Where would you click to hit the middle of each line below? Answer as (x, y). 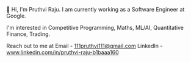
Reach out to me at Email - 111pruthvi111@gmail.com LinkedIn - (85, 46)
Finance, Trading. (28, 34)
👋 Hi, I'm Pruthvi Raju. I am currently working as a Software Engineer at (95, 9)
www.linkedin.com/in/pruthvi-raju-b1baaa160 (63, 52)
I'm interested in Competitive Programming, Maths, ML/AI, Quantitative (95, 28)
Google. (16, 16)
